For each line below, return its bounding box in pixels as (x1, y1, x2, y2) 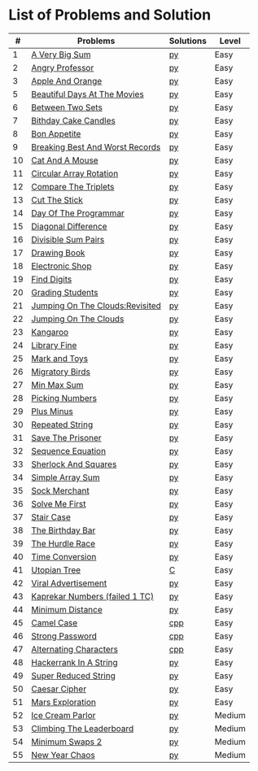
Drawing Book (31, 246, 85, 258)
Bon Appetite (31, 128, 81, 139)
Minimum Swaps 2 (31, 736, 103, 747)
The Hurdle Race (31, 538, 96, 549)
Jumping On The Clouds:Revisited (31, 299, 161, 311)
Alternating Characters (31, 643, 118, 655)
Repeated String (31, 419, 94, 430)
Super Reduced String (31, 669, 116, 681)
